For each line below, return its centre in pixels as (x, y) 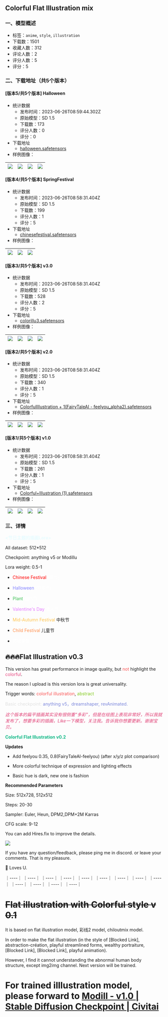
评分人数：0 (32, 130)
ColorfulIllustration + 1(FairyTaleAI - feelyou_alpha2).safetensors (86, 407)
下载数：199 (32, 210)
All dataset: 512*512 (26, 547)
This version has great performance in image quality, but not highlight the (81, 669)
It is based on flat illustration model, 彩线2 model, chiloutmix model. (74, 930)
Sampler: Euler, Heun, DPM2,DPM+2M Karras (52, 814)
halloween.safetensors (43, 148)
